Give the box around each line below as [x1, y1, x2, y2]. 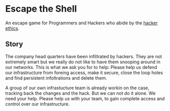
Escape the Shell [5, 3, 77, 15]
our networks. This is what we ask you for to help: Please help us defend [5, 64, 157, 70]
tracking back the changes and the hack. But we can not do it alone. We [5, 90, 156, 96]
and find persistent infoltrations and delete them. [5, 75, 108, 81]
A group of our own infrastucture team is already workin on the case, [5, 85, 150, 91]
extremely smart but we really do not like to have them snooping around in [5, 59, 161, 65]
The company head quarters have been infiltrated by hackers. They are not [5, 53, 162, 59]
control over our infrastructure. [5, 101, 70, 107]
